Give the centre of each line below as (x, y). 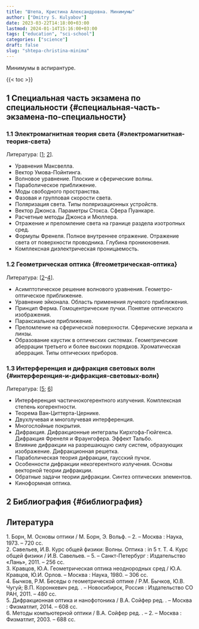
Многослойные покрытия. (48, 426)
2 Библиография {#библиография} (75, 502)
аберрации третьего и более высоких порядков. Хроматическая (98, 346)
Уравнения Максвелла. (44, 166)
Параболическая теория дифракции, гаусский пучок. (83, 458)
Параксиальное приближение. (54, 320)
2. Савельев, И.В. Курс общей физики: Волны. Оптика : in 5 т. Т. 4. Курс (97, 549)
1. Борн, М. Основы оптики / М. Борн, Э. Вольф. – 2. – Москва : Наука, (95, 537)
